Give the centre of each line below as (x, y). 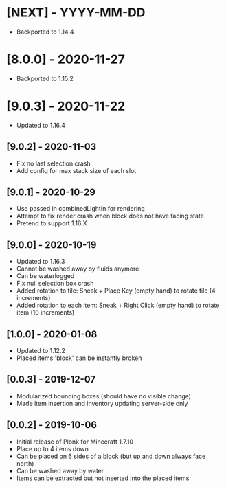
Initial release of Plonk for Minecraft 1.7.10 (75, 442)
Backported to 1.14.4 (45, 32)
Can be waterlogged (45, 276)
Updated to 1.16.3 (41, 262)
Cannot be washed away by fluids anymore (78, 269)
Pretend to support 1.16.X (52, 223)
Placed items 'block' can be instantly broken (79, 358)
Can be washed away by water (60, 470)
